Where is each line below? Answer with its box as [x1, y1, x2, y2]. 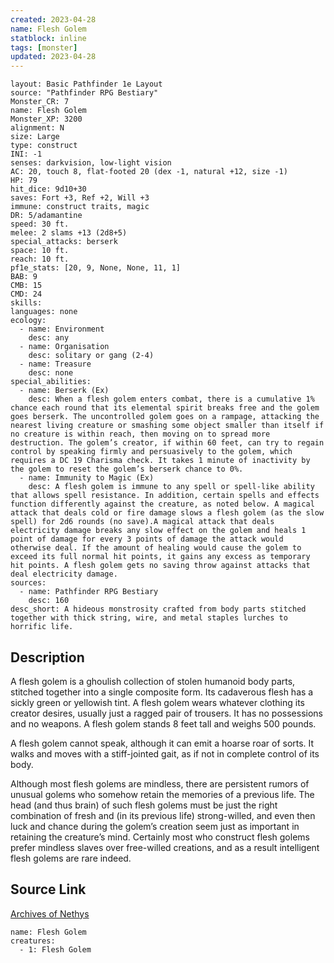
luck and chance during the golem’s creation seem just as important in [10, 820, 300, 832]
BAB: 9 [10, 272, 38, 282]
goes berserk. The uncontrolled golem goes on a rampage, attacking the [10, 412, 320, 422]
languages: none [10, 307, 78, 317]
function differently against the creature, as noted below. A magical [10, 499, 315, 510]
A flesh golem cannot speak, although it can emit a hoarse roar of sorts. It [10, 737, 315, 749]
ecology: [10, 316, 47, 326]
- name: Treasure [19, 359, 92, 370]
